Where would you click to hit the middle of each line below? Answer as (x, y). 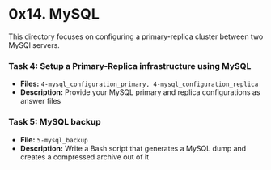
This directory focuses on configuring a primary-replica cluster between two (136, 36)
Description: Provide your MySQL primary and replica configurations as (140, 92)
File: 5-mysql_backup (54, 139)
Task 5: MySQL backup (55, 122)
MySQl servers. (34, 45)
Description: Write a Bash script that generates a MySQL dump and (133, 148)
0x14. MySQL (54, 14)
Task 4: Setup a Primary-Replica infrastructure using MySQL (130, 66)
